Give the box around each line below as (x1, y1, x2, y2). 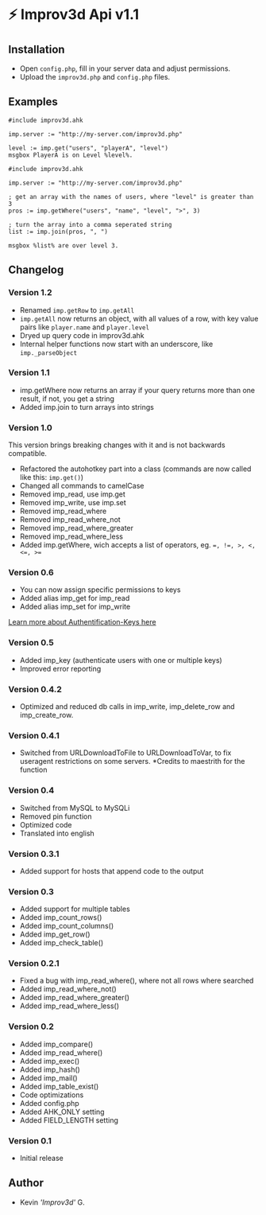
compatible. (8, 449, 48, 458)
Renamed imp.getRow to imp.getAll (19, 305, 135, 314)
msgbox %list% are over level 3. (8, 241, 119, 250)
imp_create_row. (19, 710, 74, 719)
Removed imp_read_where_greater (19, 524, 133, 533)
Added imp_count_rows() (19, 913, 102, 922)
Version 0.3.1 (8, 848, 60, 859)
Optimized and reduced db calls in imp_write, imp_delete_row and (19, 701, 236, 711)
